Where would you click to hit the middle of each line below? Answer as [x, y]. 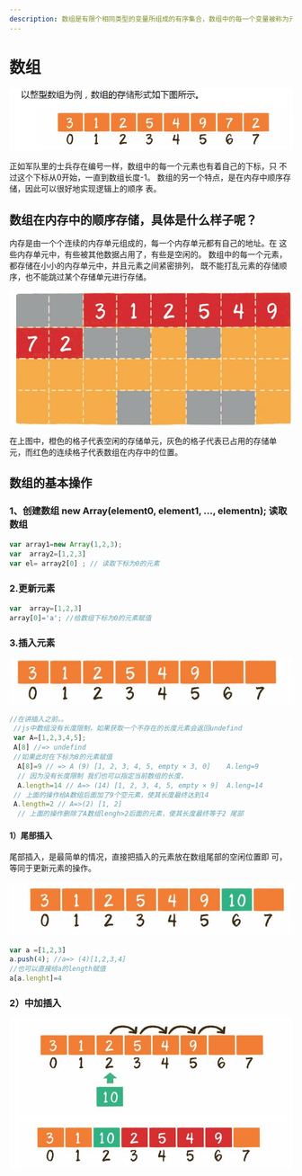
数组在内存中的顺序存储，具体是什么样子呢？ [133, 220]
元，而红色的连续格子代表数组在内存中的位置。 [96, 452]
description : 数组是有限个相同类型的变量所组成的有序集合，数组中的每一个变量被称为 [149, 19]
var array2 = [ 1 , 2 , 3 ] [48, 554]
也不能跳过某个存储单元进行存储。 [88, 277]
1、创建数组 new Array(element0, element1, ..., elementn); [138, 511]
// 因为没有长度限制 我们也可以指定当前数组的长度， [102, 776]
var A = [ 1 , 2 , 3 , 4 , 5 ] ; [50, 738]
